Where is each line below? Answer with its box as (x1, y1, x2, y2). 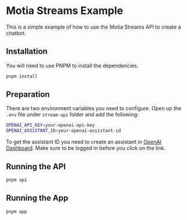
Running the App (6, 193, 69, 203)
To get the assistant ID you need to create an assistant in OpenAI (6, 138, 162, 145)
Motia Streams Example (6, 4, 124, 18)
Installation (6, 47, 48, 57)
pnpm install (6, 73, 38, 79)
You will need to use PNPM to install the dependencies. (6, 62, 139, 69)
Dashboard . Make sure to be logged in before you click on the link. (6, 145, 166, 152)
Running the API (6, 162, 66, 172)
